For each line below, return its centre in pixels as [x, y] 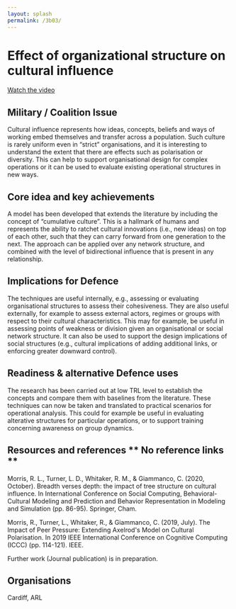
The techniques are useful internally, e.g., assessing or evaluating [103, 298]
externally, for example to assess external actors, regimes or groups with [114, 313]
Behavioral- [200, 494]
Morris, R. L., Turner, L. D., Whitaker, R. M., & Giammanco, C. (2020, [106, 478]
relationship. [26, 259]
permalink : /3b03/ [34, 21]
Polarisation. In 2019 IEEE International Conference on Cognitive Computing [118, 537]
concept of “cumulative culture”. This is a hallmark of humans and [103, 222]
